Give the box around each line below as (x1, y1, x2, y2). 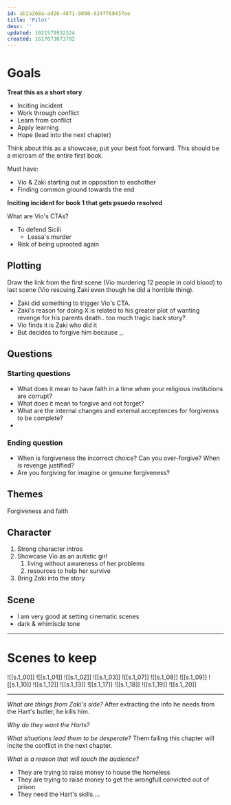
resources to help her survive (27, 567, 111, 575)
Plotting (7, 260, 42, 272)
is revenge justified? (16, 461, 74, 469)
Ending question (7, 438, 63, 448)
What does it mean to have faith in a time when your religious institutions (16, 384, 223, 393)
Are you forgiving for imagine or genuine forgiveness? (16, 468, 170, 477)
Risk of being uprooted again (16, 240, 100, 249)
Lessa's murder (27, 233, 72, 241)
